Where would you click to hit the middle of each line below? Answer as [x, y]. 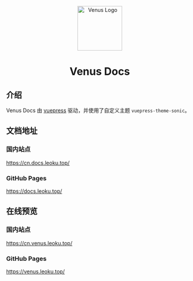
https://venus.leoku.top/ [36, 271]
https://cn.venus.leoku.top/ [39, 243]
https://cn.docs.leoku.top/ [38, 163]
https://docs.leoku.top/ [34, 191]
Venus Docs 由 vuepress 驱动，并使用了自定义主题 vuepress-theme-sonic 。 [98, 110]
